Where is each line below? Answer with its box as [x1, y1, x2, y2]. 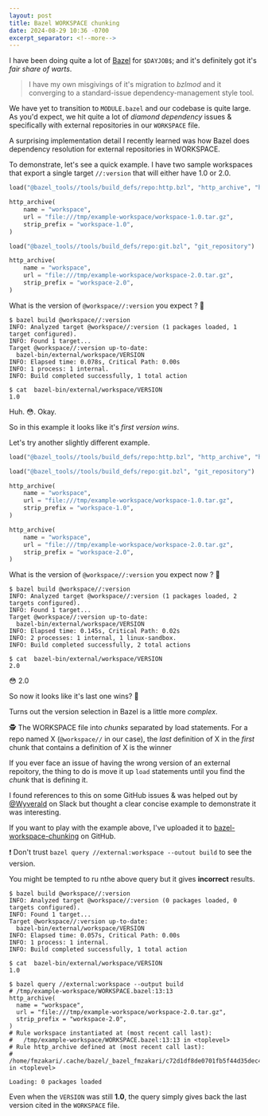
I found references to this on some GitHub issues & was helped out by [9, 791, 238, 800]
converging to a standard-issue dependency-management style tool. [28, 88, 254, 98]
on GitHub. [80, 831, 116, 841]
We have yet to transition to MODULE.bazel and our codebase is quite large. [9, 104, 251, 113]
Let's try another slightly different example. [9, 438, 150, 447]
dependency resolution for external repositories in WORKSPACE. [9, 144, 221, 154]
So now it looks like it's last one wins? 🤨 [9, 691, 139, 701]
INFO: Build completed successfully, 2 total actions [9, 641, 192, 650]
